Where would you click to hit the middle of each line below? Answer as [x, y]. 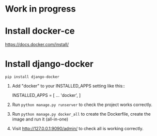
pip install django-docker [32, 77]
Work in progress [40, 9]
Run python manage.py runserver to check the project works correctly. [82, 105]
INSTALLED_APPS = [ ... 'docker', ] [46, 95]
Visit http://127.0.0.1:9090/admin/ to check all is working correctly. [78, 129]
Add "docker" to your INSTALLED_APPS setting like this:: [68, 86]
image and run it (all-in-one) [40, 119]
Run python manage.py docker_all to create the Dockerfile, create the [81, 114]
